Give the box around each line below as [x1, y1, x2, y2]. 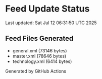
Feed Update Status [5, 3, 90, 15]
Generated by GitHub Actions [5, 68, 67, 74]
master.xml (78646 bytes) [12, 53, 67, 59]
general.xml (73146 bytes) [12, 47, 67, 53]
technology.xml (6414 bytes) [12, 58, 72, 64]
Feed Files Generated [5, 34, 74, 43]
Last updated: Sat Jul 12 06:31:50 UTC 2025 [5, 20, 97, 26]
